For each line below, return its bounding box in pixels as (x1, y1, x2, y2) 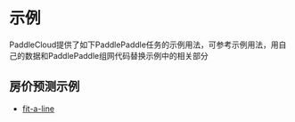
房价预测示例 (9, 79, 80, 94)
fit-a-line (21, 103, 55, 114)
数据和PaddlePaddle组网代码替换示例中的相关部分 (24, 50, 209, 61)
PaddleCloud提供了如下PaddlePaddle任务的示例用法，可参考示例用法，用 (9, 39, 279, 50)
